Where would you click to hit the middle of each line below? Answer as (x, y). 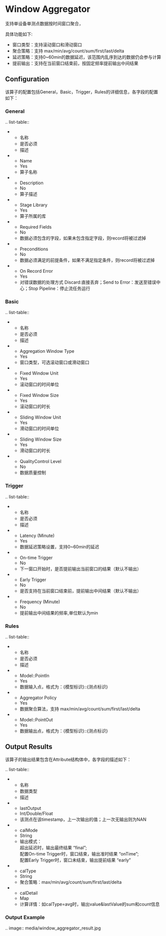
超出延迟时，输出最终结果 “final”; (53, 848)
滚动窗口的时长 (35, 406)
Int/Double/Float (36, 813)
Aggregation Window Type (47, 351)
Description (31, 183)
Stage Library (34, 205)
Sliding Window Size (41, 439)
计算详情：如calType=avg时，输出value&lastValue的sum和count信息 (90, 904)
